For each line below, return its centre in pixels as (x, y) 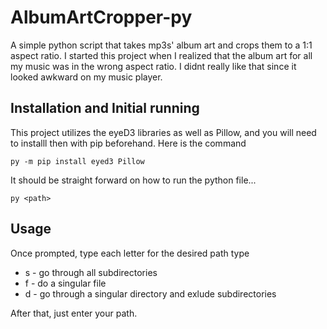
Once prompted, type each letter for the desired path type (130, 253)
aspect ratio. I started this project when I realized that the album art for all (161, 55)
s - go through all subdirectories (91, 272)
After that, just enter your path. (74, 313)
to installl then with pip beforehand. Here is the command (128, 143)
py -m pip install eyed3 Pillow (77, 161)
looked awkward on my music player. (86, 77)
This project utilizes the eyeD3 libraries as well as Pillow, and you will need (163, 132)
